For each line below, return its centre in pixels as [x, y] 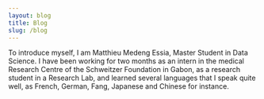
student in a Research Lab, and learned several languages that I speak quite [132, 78]
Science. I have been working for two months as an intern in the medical [126, 61]
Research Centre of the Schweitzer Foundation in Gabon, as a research [124, 70]
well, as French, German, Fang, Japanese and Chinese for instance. [119, 86]
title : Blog [28, 23]
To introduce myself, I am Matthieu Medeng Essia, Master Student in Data [128, 53]
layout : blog [30, 15]
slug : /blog [28, 30]
